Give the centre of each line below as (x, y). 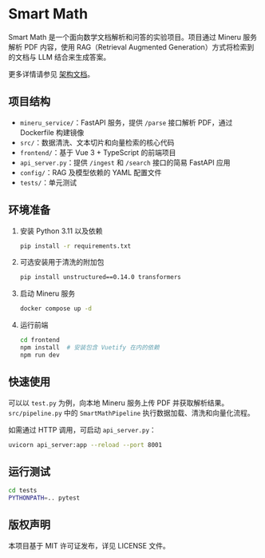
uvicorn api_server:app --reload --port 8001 (85, 444)
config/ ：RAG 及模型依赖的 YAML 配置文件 (91, 172)
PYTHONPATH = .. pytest (44, 498)
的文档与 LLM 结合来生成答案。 (59, 57)
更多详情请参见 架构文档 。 (51, 74)
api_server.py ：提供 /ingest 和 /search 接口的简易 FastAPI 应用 (125, 162)
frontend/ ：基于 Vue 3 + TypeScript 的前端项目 (98, 152)
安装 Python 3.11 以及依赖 (61, 231)
